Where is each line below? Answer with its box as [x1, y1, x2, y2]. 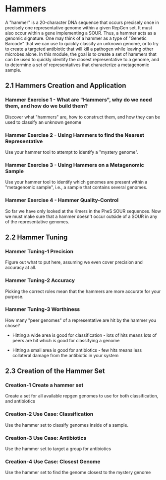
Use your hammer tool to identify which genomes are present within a [5, 179, 148, 185]
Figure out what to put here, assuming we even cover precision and [5, 259, 143, 265]
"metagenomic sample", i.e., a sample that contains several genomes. [5, 185, 148, 191]
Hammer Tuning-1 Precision [5, 248, 73, 255]
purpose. [5, 293, 24, 299]
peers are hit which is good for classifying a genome [12, 337, 120, 343]
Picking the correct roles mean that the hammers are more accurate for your [5, 288, 161, 294]
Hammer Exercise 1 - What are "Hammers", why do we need [5, 96, 152, 103]
